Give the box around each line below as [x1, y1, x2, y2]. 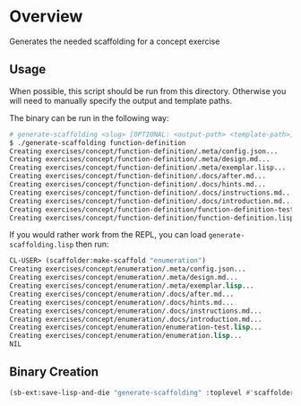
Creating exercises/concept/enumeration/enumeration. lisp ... [9, 332, 243, 341]
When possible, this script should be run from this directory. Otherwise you [9, 85, 287, 96]
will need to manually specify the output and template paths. [9, 95, 233, 106]
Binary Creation [9, 365, 99, 380]
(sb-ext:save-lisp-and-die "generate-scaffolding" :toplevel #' [9, 388, 254, 397]
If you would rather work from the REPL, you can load [9, 229, 207, 240]
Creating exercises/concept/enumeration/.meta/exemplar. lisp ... [9, 281, 254, 290]
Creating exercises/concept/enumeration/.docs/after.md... [9, 289, 235, 298]
